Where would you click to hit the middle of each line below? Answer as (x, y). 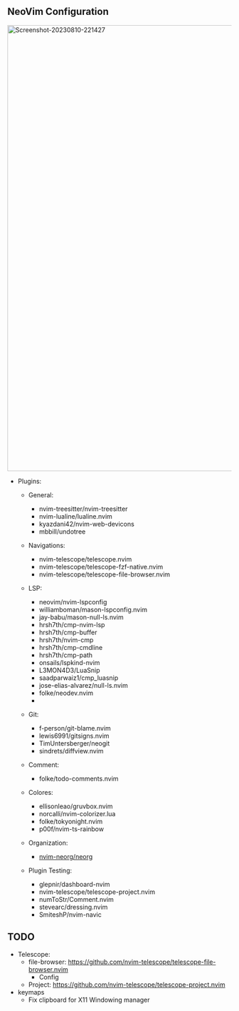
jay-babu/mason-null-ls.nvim (81, 617)
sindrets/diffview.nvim (71, 751)
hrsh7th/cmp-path (66, 655)
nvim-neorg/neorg (66, 856)
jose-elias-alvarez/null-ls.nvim (83, 685)
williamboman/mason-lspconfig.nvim (93, 609)
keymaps (31, 992)
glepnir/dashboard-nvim (74, 884)
